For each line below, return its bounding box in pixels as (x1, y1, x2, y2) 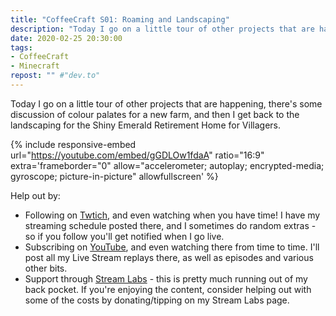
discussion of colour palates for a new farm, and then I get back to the (10, 108, 300, 120)
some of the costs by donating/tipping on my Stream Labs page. (24, 294, 290, 306)
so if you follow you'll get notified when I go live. (24, 230, 225, 242)
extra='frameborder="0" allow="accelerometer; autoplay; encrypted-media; (10, 159, 325, 171)
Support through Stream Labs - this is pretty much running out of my (24, 272, 308, 285)
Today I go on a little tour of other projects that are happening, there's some (10, 97, 323, 110)
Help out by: (10, 189, 61, 201)
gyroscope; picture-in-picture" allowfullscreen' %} (10, 170, 219, 182)
